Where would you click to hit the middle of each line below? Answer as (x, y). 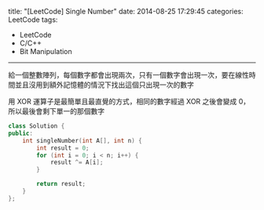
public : (21, 133)
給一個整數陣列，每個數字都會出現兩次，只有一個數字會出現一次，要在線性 (128, 75)
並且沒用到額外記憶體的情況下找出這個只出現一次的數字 (104, 85)
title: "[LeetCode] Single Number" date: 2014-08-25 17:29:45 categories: (126, 11)
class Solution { (37, 126)
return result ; (61, 184)
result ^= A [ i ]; (77, 163)
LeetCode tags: (33, 20)
